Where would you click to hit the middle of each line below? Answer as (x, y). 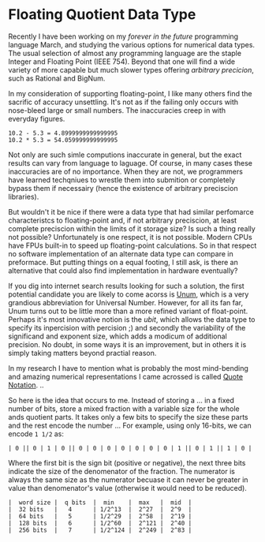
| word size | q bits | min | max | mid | (100, 503)
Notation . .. (26, 385)
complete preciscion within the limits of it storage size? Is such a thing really (132, 228)
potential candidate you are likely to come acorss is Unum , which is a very (129, 294)
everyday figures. (37, 118)
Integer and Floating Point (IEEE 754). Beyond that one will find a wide (121, 62)
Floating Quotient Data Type (102, 15)
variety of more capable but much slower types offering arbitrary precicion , (131, 69)
